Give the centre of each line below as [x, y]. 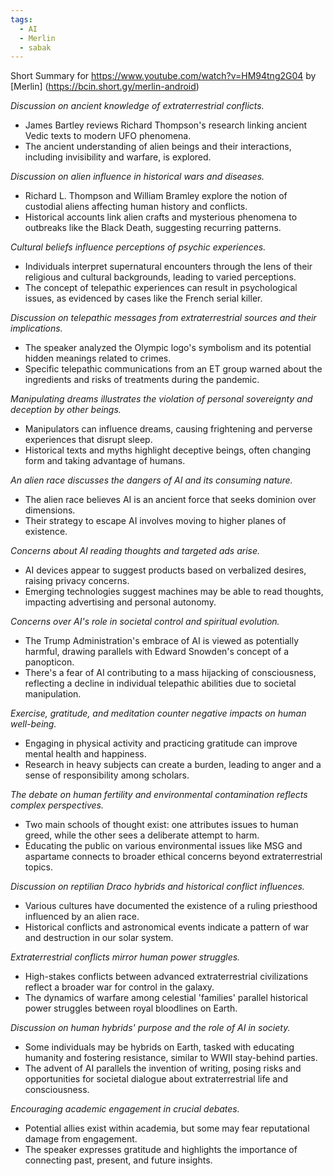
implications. [36, 328]
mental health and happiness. [85, 754]
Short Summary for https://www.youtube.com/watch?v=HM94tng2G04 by [163, 76]
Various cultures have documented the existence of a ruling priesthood [171, 906]
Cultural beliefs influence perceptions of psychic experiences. [138, 247]
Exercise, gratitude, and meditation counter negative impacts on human [158, 713]
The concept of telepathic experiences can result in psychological [161, 288]
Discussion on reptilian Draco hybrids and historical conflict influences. [157, 887]
